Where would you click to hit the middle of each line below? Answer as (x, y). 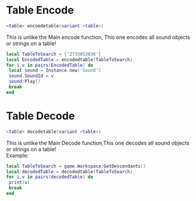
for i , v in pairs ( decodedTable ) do (50, 177)
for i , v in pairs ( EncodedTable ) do (50, 65)
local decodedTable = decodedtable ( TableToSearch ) (69, 172)
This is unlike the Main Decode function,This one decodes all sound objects (98, 143)
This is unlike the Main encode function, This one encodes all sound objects (98, 37)
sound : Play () (25, 82)
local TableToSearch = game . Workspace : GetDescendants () (76, 166)
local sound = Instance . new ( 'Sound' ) (55, 71)
